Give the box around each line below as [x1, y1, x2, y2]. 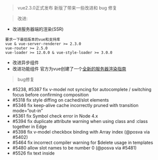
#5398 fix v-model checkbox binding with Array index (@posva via [12, 129, 150, 134]
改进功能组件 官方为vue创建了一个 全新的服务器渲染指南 [12, 66, 127, 71]
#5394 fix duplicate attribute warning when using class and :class [12, 118, 148, 124]
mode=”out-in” [12, 107, 43, 113]
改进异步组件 [12, 59, 39, 65]
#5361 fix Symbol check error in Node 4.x [12, 113, 98, 119]
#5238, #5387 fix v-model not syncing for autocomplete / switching [12, 86, 152, 92]
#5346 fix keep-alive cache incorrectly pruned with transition [12, 102, 139, 108]
